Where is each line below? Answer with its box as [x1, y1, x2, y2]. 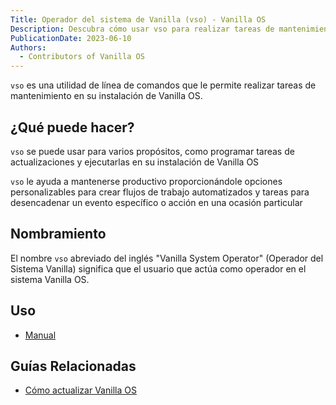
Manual [24, 329, 57, 341]
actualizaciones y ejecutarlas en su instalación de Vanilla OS [10, 156, 260, 168]
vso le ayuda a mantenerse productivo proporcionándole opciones [10, 175, 283, 187]
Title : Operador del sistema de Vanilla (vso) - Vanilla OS [10, 14, 267, 25]
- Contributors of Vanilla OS [19, 52, 145, 62]
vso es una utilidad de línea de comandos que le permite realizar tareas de [10, 79, 317, 91]
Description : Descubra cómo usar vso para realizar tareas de [10, 24, 275, 34]
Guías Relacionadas [10, 357, 137, 375]
